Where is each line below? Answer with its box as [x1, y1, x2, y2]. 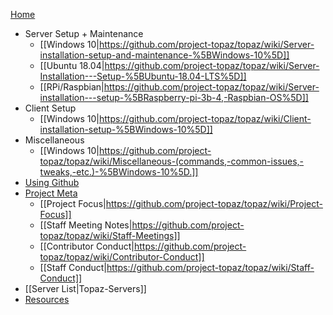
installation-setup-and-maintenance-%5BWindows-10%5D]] [39, 49, 290, 61]
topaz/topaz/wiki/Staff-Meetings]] [39, 230, 181, 241]
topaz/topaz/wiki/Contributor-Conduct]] [39, 251, 205, 263]
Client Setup [24, 102, 77, 114]
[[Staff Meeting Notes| [39, 219, 133, 231]
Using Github [24, 177, 80, 188]
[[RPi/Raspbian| [39, 81, 105, 93]
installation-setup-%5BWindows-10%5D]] [39, 124, 213, 135]
